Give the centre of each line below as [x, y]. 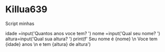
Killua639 [26, 9]
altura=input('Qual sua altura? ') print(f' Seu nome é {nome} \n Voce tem [81, 39]
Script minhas [20, 23]
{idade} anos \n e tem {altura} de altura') [48, 44]
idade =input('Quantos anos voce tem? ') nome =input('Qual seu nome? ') [83, 33]
